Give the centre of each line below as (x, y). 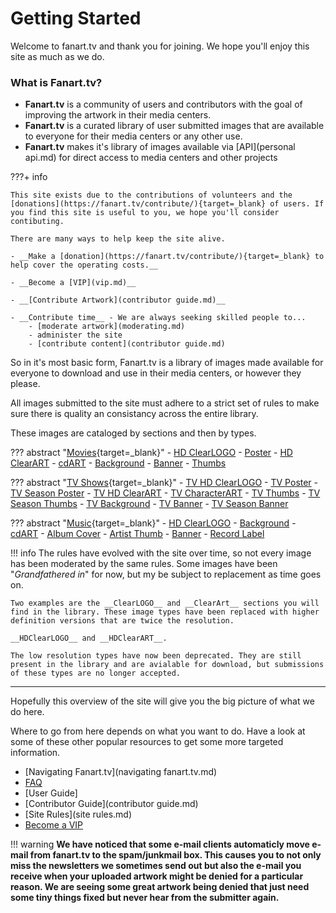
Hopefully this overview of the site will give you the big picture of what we (162, 701)
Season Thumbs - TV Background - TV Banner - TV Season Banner (149, 504)
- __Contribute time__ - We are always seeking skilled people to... (158, 318)
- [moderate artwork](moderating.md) (107, 327)
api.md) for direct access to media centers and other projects (151, 158)
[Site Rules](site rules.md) (78, 814)
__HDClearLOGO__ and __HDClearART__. (89, 638)
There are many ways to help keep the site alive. (118, 239)
